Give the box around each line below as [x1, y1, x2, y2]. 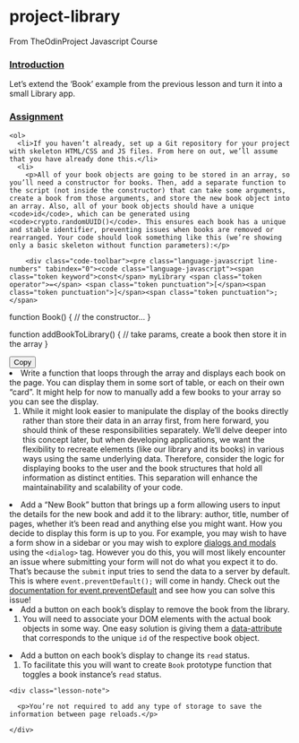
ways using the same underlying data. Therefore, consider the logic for [21, 453, 285, 463]
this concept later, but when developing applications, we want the [21, 434, 265, 445]
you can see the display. [9, 396, 99, 407]
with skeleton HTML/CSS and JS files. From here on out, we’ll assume [9, 146, 278, 156]
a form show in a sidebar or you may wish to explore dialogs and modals [9, 537, 277, 548]
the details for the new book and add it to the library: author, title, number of [9, 508, 289, 519]
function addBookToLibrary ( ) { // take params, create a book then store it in [9, 329, 286, 340]
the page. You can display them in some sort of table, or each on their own [9, 376, 285, 387]
